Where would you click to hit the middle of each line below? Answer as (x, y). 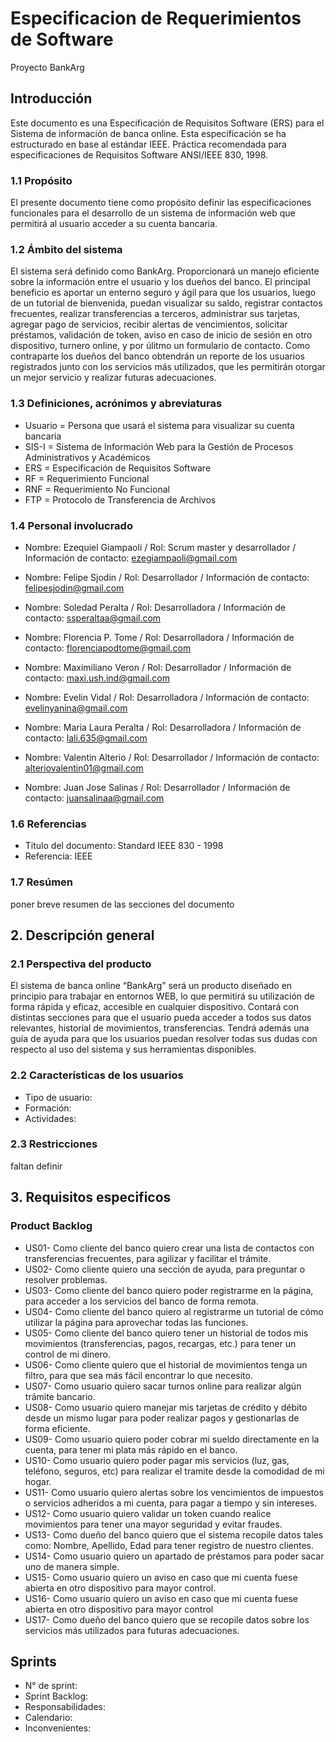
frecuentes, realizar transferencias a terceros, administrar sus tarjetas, (155, 314)
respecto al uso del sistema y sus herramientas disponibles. (133, 1049)
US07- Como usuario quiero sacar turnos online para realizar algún (163, 1386)
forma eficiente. (57, 1428)
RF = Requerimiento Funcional (87, 478)
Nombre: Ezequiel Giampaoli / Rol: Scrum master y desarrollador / (160, 547)
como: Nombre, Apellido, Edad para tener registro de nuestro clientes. (169, 1545)
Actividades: (50, 1118)
